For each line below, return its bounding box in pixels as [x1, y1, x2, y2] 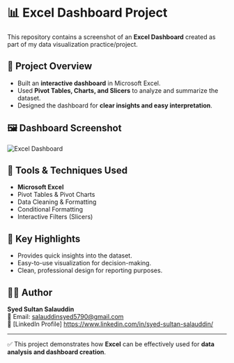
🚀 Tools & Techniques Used [7, 164, 127, 176]
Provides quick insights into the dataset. [17, 251, 132, 260]
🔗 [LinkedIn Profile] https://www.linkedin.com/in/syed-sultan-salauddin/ [7, 320, 214, 328]
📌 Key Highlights [7, 232, 81, 244]
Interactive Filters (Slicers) [17, 213, 93, 221]
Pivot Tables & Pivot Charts [17, 191, 95, 199]
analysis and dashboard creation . [7, 348, 107, 356]
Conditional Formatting [17, 205, 84, 214]
